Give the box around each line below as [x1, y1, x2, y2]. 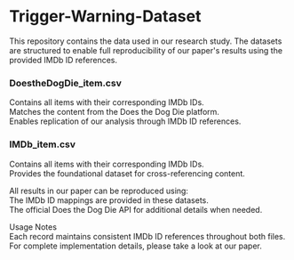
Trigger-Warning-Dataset [9, 6, 202, 27]
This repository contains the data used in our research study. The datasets [9, 36, 282, 46]
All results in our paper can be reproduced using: [9, 185, 189, 196]
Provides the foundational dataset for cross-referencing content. [9, 167, 246, 179]
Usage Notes [9, 221, 58, 232]
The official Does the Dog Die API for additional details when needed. [9, 204, 263, 215]
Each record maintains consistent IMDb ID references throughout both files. [9, 231, 286, 241]
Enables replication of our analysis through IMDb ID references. [9, 116, 242, 126]
